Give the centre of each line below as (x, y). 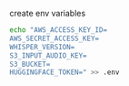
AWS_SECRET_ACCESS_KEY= (55, 38)
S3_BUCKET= (30, 64)
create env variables (48, 13)
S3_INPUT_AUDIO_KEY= (49, 55)
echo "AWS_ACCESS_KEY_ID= (58, 30)
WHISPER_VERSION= (42, 47)
